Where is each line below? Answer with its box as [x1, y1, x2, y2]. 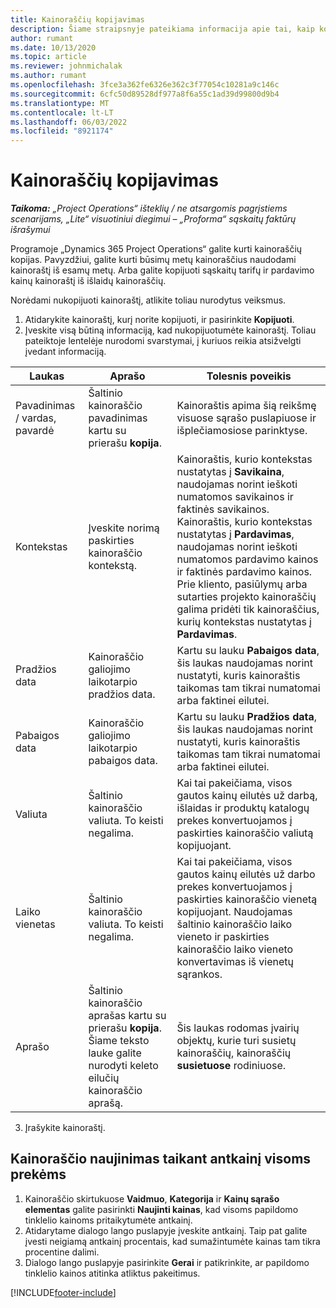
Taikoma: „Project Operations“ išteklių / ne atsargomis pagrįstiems [10, 202, 288, 215]
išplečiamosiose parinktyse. [176, 424, 308, 438]
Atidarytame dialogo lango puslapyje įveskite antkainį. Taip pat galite [24, 1224, 308, 1236]
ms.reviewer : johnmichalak [10, 61, 123, 71]
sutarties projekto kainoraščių [176, 590, 317, 604]
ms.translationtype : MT [10, 98, 110, 108]
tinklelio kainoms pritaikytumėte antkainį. [24, 1214, 193, 1226]
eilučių [88, 1071, 120, 1085]
